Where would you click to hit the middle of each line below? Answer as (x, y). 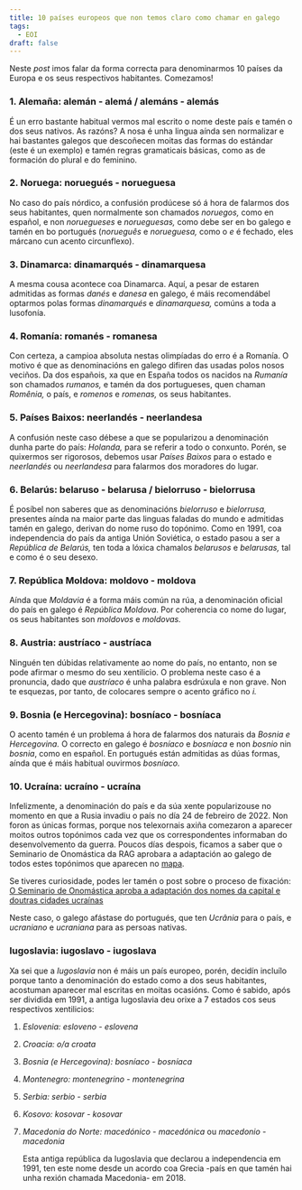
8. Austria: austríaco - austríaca (81, 643)
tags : (19, 26)
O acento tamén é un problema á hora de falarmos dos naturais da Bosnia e (150, 734)
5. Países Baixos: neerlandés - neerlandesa (106, 418)
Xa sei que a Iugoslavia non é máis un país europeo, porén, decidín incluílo (148, 971)
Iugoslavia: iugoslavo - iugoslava (83, 951)
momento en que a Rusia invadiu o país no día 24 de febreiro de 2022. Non (149, 816)
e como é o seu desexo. (54, 557)
